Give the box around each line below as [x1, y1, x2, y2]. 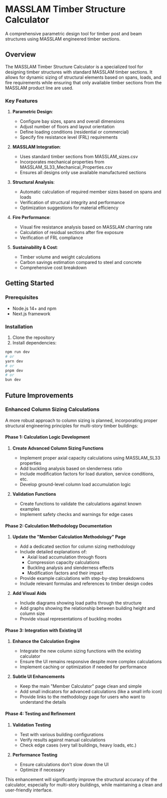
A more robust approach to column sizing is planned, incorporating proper [5, 417, 158, 423]
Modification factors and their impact [27, 570, 104, 576]
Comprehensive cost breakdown [19, 265, 87, 270]
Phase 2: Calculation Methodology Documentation [5, 523, 112, 529]
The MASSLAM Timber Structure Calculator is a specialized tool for [5, 63, 144, 69]
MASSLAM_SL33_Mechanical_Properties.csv [19, 164, 113, 170]
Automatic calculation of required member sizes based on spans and [19, 189, 162, 195]
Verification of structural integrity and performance [19, 200, 125, 206]
